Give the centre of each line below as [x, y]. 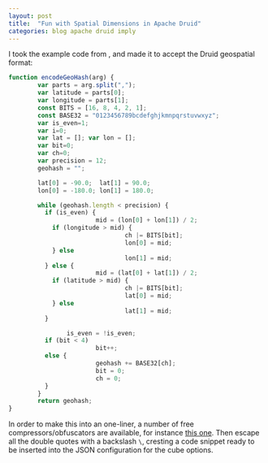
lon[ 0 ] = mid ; [149, 243]
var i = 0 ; [52, 131]
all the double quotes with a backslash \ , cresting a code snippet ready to [132, 441]
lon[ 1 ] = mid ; [149, 258]
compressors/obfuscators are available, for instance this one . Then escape [134, 433]
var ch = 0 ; [54, 154]
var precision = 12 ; [72, 161]
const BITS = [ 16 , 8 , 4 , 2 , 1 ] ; [93, 108]
